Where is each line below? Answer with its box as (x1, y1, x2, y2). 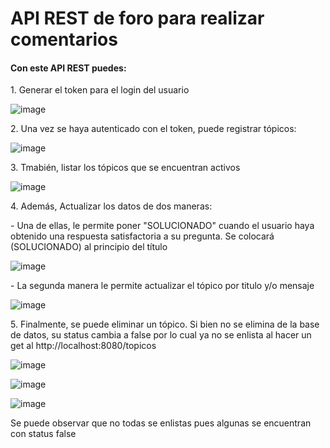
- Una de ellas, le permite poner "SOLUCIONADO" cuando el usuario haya (10, 220, 315, 232)
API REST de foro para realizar (10, 7, 265, 30)
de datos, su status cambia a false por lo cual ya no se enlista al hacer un (10, 329, 312, 341)
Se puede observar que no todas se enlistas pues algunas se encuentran (10, 417, 312, 429)
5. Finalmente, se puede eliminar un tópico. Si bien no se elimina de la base (10, 318, 320, 331)
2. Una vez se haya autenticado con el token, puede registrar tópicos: (10, 123, 297, 135)
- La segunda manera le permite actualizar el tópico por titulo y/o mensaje (10, 280, 315, 292)
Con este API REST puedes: (10, 62, 127, 74)
